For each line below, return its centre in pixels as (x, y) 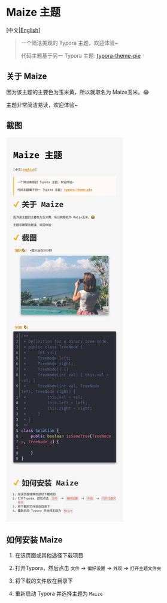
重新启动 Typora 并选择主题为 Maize (59, 594)
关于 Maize (27, 77)
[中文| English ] (23, 30)
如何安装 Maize (34, 540)
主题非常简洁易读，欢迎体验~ (42, 105)
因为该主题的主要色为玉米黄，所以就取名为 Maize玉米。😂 (78, 92)
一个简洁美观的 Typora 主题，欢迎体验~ (69, 43)
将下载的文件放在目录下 (44, 581)
